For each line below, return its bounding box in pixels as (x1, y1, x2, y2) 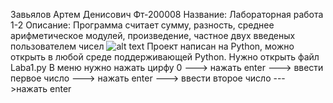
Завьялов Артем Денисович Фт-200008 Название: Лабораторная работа (10, 9, 324, 20)
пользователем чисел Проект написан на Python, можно (10, 40, 295, 52)
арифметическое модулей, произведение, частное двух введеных (10, 30, 296, 41)
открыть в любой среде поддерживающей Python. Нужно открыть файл (10, 51, 320, 63)
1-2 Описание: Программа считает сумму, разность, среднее (10, 19, 275, 31)
